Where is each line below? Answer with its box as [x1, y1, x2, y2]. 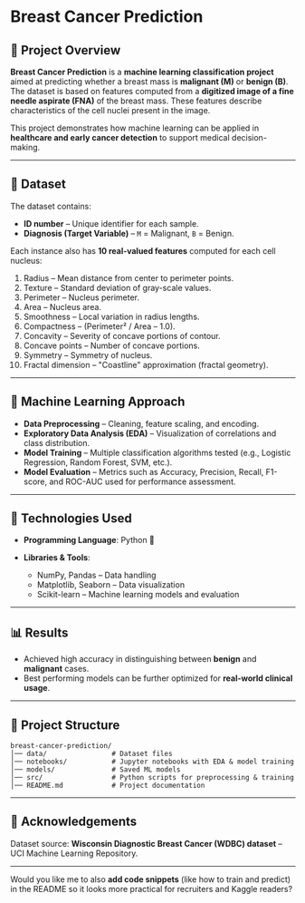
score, [23, 476, 48, 487]
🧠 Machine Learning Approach [10, 394, 186, 410]
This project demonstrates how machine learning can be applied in [10, 122, 260, 133]
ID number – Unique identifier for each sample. [23, 218, 199, 228]
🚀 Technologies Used [10, 510, 132, 527]
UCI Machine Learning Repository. [10, 848, 138, 859]
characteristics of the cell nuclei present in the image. [10, 105, 211, 115]
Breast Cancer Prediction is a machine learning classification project [10, 66, 274, 77]
